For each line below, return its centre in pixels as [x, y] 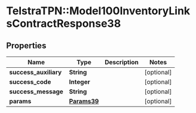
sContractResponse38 [64, 23]
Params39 [84, 101]
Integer [80, 82]
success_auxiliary [36, 72]
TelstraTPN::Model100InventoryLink [98, 11]
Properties [26, 45]
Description [122, 62]
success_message [36, 92]
